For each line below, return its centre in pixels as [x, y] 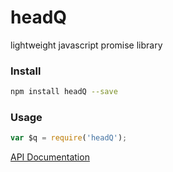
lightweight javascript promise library [86, 45]
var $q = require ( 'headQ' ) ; [69, 138]
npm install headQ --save [64, 92]
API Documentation [50, 157]
